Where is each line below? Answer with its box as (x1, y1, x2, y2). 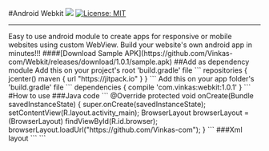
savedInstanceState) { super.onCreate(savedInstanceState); (8, 100, 207, 109)
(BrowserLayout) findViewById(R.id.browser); (8, 117, 159, 125)
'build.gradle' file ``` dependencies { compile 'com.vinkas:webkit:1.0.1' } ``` (8, 82, 251, 92)
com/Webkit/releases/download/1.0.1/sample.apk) (8, 57, 173, 66)
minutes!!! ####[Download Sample (8, 49, 123, 58)
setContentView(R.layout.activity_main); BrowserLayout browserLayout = (8, 108, 250, 117)
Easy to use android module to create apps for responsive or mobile (8, 32, 232, 41)
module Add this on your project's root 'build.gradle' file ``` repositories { (8, 66, 248, 75)
